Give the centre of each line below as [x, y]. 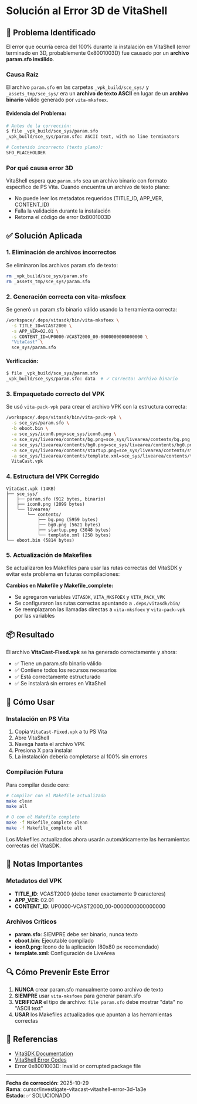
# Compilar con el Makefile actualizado [56, 795]
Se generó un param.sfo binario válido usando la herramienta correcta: [92, 309]
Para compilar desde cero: [38, 785]
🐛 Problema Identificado [51, 33]
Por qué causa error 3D [40, 168]
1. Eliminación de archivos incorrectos [61, 253]
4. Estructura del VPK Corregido [53, 476]
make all [17, 807]
